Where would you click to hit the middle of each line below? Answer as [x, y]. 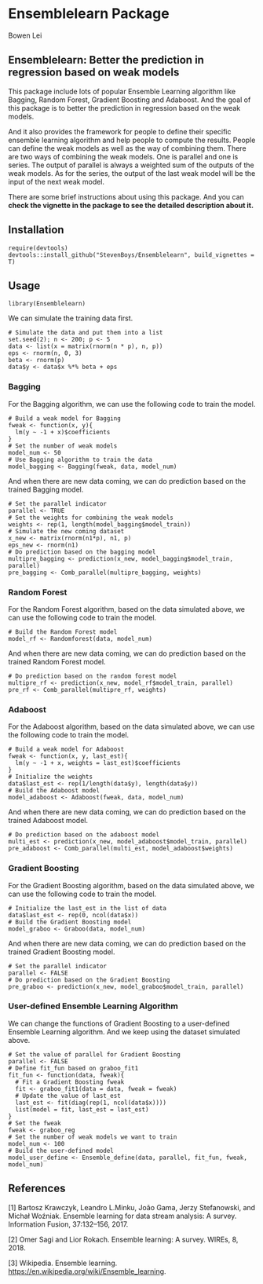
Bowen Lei [25, 35]
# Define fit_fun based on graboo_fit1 [73, 1068]
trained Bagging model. [46, 489]
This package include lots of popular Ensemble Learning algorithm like [122, 91]
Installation [36, 230]
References [37, 1189]
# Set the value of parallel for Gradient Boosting [94, 1054]
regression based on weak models [94, 73]
